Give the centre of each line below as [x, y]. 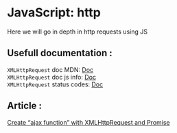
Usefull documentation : [60, 53]
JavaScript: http [54, 13]
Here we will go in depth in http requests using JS [77, 32]
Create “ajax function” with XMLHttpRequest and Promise [88, 122]
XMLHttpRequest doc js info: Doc [52, 77]
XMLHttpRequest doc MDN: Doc [50, 69]
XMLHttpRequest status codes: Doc [55, 84]
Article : [25, 106]
